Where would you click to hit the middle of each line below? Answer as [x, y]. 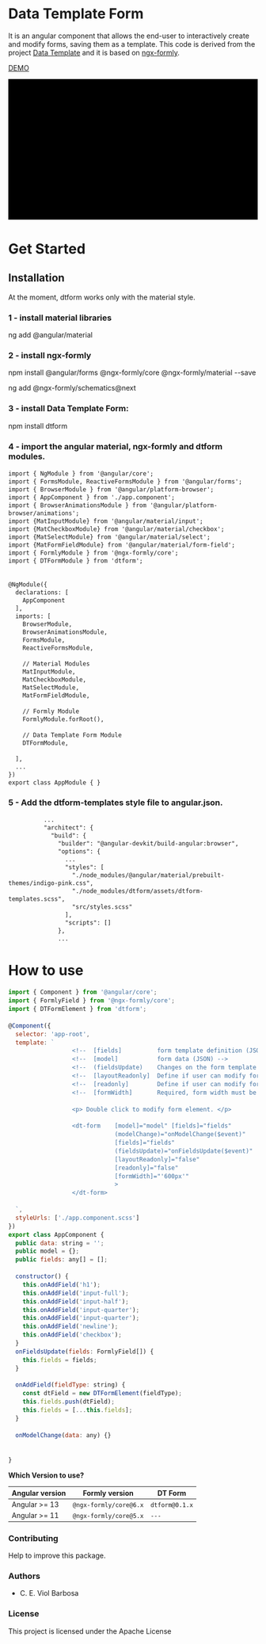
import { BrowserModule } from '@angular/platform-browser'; [111, 490]
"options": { [80, 852]
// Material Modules [56, 664]
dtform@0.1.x [172, 1505]
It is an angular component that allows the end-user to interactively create [129, 36]
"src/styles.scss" [102, 907]
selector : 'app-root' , [53, 1034]
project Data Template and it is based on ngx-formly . [94, 52]
